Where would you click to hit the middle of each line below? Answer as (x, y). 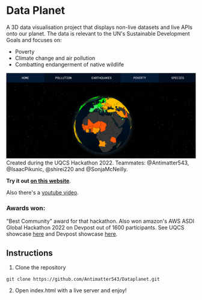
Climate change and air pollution (55, 58)
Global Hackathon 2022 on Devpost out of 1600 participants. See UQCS (95, 228)
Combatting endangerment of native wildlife (69, 64)
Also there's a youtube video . (43, 193)
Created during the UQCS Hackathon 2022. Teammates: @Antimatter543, (98, 163)
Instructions (29, 253)
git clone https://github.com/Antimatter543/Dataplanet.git (83, 280)
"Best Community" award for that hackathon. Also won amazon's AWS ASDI (100, 221)
